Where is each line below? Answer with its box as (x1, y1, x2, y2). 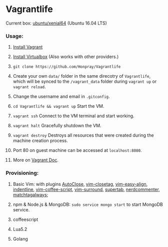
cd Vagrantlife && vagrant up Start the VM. (12, 103, 104, 109)
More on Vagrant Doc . (12, 157, 59, 163)
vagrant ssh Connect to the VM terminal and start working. (12, 113, 134, 119)
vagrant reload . (12, 84, 46, 90)
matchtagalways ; (12, 191, 48, 197)
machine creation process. (12, 138, 68, 144)
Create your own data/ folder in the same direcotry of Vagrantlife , (12, 73, 151, 79)
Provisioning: (5, 169, 39, 176)
